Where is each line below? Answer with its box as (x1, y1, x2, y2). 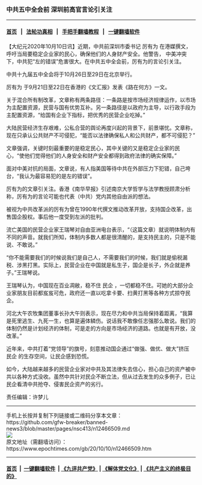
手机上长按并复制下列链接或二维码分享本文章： (6, 411, 122, 419)
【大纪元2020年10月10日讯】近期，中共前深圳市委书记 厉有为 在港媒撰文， (6, 42, 191, 49)
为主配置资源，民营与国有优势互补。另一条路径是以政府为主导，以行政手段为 (6, 104, 196, 111)
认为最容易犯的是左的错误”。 (24, 172, 96, 179)
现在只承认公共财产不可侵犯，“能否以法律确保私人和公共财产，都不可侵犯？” (6, 132, 195, 139)
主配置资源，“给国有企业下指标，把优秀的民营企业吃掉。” (6, 111, 145, 118)
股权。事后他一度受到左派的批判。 (22, 213, 106, 220)
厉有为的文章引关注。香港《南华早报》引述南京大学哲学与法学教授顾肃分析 (6, 185, 191, 192)
